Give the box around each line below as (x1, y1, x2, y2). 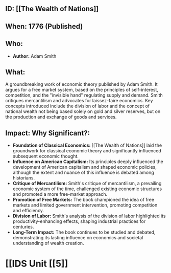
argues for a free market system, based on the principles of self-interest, (5, 87, 158, 93)
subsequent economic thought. (12, 153, 79, 160)
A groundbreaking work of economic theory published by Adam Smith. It (5, 81, 158, 87)
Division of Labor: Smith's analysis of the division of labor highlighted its (12, 213, 166, 219)
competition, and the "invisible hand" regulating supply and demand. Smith (5, 92, 163, 98)
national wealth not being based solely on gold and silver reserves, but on (5, 108, 161, 115)
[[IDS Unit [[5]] (5, 258, 68, 269)
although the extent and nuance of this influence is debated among (12, 169, 154, 176)
